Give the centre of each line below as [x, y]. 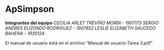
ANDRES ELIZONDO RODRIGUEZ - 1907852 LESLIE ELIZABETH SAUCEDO [81, 28]
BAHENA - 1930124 [25, 33]
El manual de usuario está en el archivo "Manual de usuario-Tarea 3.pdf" [79, 43]
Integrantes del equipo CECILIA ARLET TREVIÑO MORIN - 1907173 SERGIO [82, 23]
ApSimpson [30, 9]
